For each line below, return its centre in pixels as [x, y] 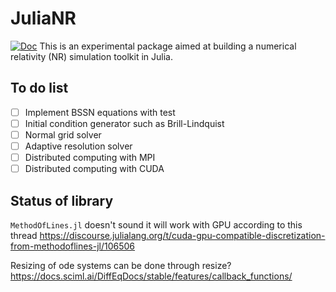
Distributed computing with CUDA [94, 169]
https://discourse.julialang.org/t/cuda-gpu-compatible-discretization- [182, 235]
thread [24, 235]
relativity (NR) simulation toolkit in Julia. [91, 56]
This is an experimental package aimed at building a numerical [168, 46]
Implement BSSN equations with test [100, 112]
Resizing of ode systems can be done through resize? [121, 265]
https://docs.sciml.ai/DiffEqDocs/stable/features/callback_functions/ [151, 276]
